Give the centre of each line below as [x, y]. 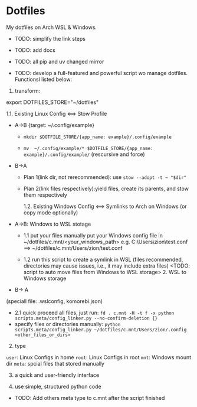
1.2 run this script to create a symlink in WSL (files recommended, [103, 259]
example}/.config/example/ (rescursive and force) [84, 154]
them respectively [45, 195]
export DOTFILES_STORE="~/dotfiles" [52, 102]
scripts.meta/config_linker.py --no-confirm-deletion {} [86, 318]
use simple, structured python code [58, 386]
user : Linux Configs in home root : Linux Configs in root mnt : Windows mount [99, 357]
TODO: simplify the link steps [50, 38]
